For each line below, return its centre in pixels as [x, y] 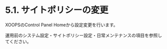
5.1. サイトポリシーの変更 [57, 10]
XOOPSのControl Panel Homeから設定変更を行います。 [62, 25]
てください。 [18, 41]
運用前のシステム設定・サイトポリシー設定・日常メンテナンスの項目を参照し [84, 35]
